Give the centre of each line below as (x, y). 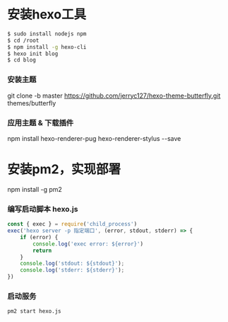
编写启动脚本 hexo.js (43, 209)
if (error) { (39, 237)
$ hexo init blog (33, 54)
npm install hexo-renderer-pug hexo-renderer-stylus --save (94, 138)
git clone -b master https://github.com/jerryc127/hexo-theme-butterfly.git (114, 96)
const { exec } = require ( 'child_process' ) (72, 224)
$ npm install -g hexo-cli (47, 47)
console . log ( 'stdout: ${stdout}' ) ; (72, 264)
